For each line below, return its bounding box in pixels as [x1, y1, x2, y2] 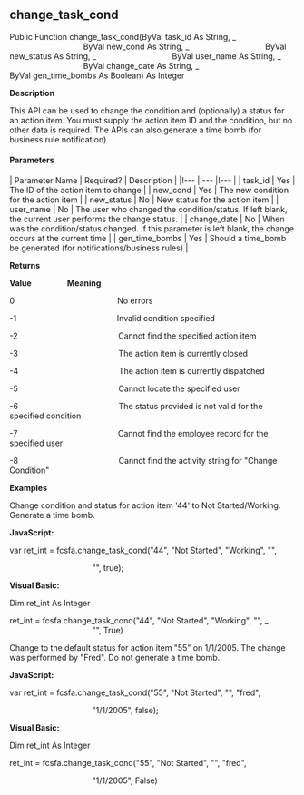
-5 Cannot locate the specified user [9, 383, 240, 394]
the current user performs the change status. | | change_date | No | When [9, 213, 285, 225]
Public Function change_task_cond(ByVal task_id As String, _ [9, 31, 237, 42]
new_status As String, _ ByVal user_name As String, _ [9, 50, 281, 62]
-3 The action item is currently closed [9, 348, 248, 359]
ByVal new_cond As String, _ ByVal [83, 41, 287, 52]
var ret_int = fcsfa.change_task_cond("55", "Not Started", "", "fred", [9, 687, 261, 698]
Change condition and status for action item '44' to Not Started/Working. [9, 500, 281, 511]
